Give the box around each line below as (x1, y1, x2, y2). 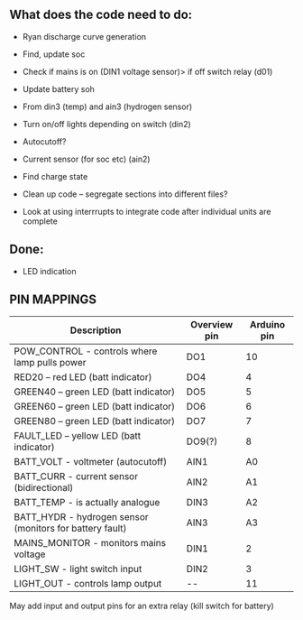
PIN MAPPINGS (9, 292, 97, 308)
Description (69, 324, 122, 337)
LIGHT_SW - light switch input (14, 563, 142, 576)
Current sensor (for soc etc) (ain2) (22, 153, 151, 164)
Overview (190, 319, 234, 331)
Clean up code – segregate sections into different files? (22, 189, 228, 199)
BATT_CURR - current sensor (14, 470, 138, 483)
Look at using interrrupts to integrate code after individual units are (22, 206, 271, 217)
